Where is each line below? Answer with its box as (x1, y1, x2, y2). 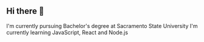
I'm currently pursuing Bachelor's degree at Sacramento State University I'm (6, 22, 198, 29)
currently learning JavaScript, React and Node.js (6, 29, 128, 36)
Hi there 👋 (6, 6, 44, 16)
